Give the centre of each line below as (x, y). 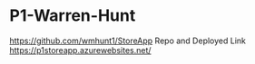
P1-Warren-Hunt (73, 16)
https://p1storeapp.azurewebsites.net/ (80, 50)
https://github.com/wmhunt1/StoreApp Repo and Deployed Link (128, 41)
